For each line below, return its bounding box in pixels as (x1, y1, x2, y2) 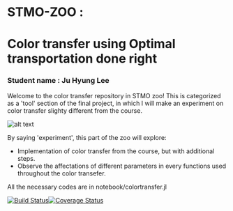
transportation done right (7, 51, 158, 67)
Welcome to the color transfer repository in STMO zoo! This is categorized (7, 91, 221, 100)
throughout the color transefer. (17, 169, 106, 178)
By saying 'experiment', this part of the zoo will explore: (7, 133, 167, 141)
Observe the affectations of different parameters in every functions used (17, 162, 227, 170)
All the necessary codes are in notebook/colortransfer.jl (7, 182, 167, 191)
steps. (17, 154, 36, 162)
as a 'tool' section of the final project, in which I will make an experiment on (7, 99, 224, 107)
